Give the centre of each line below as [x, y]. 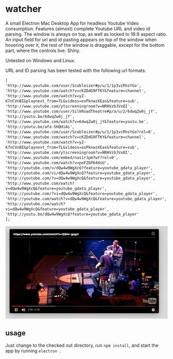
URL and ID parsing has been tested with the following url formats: [76, 70]
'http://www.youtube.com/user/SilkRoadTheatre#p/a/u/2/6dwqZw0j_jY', [82, 111]
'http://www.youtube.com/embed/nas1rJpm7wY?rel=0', [62, 157]
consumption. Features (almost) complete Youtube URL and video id [78, 28]
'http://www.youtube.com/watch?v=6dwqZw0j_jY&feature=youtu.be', [77, 121]
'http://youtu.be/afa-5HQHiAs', [40, 127]
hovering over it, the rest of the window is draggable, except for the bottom [85, 45]
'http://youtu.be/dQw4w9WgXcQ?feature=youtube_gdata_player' [72, 214]
